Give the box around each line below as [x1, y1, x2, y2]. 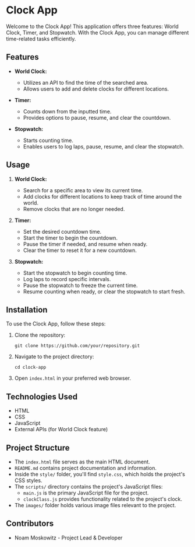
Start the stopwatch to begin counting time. [23, 269, 127, 276]
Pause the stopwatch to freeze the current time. [23, 282, 138, 289]
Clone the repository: [14, 331, 66, 339]
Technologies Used [6, 392, 77, 401]
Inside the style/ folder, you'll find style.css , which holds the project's [14, 471, 185, 477]
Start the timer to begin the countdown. [23, 234, 118, 241]
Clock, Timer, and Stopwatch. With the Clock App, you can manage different [6, 29, 189, 36]
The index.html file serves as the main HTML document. [14, 458, 150, 465]
